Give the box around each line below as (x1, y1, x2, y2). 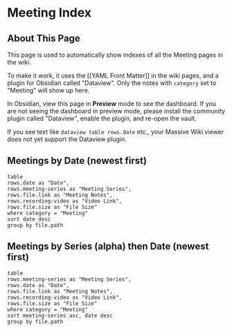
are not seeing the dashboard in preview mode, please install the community (7, 107, 226, 115)
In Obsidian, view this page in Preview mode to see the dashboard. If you (7, 100, 217, 108)
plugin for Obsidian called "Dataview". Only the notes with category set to (7, 79, 217, 87)
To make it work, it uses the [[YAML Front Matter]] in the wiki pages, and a (7, 71, 220, 80)
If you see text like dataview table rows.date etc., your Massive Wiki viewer (7, 128, 224, 136)
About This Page (7, 33, 81, 44)
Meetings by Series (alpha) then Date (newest (7, 241, 209, 252)
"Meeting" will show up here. (7, 86, 90, 94)
